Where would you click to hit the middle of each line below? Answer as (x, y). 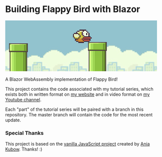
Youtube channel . (23, 99)
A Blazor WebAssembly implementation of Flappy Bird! (61, 79)
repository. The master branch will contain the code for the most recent (79, 114)
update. (13, 120)
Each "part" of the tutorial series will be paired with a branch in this (74, 109)
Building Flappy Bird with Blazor (73, 9)
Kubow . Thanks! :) (24, 149)
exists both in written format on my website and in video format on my (77, 94)
